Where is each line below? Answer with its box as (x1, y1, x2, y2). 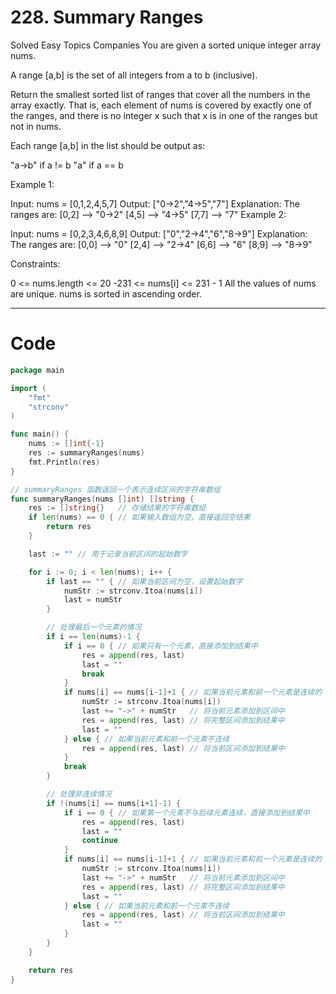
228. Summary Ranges (10, 6, 204, 29)
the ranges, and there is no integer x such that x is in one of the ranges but (10, 109, 318, 121)
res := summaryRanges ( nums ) (28, 448, 145, 458)
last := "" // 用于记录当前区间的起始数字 (28, 549, 188, 559)
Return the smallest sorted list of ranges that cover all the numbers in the (10, 88, 311, 100)
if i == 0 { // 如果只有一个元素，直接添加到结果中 (63, 641, 258, 651)
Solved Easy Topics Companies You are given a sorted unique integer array (10, 39, 322, 51)
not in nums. (10, 120, 62, 132)
